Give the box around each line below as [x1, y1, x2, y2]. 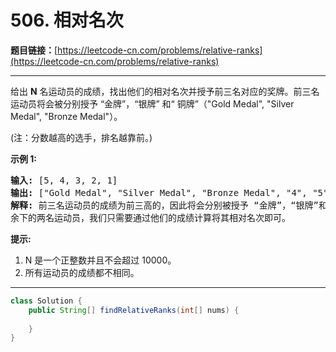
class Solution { [10, 296, 83, 306]
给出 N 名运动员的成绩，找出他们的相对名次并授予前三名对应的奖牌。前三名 [10, 85, 320, 97]
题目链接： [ [10, 44, 58, 56]
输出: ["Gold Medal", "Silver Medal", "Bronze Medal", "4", [10, 187, 308, 198]
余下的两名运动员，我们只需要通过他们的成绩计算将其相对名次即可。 [10, 212, 291, 223]
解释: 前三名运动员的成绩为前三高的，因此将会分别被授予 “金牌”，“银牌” [10, 199, 320, 211]
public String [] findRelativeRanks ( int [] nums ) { [28, 305, 240, 315]
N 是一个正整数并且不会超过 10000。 [24, 254, 177, 266]
